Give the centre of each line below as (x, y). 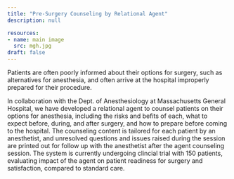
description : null (34, 20)
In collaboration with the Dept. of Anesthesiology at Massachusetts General (117, 101)
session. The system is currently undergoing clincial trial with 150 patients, (115, 153)
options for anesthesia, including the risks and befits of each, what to (108, 116)
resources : (23, 33)
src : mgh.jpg (33, 46)
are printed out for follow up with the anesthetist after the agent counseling (116, 146)
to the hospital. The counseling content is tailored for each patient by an (111, 131)
